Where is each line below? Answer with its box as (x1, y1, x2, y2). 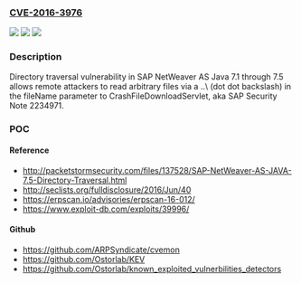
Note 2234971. (9, 99, 65, 110)
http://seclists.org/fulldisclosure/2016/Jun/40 (22, 184, 192, 195)
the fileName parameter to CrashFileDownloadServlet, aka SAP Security (9, 90, 277, 101)
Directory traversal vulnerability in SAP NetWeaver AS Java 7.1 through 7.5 (9, 71, 284, 82)
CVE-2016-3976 (9, 6, 83, 19)
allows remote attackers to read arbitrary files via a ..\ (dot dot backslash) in (9, 80, 292, 91)
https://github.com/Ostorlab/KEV (22, 253, 146, 264)
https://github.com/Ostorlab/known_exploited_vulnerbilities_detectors (22, 263, 282, 274)
